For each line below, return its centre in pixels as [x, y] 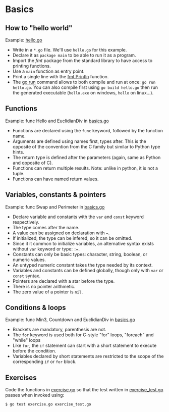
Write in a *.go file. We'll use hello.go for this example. [70, 50]
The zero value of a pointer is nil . [48, 292]
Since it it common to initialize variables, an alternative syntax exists [83, 243]
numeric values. [29, 260]
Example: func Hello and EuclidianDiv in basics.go [57, 121]
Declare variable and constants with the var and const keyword [78, 217]
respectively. [26, 222]
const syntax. [26, 276]
